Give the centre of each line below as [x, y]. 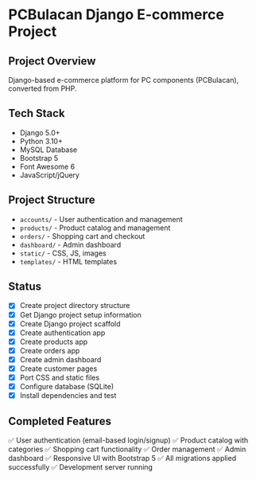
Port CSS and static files [60, 377]
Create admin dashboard [60, 359]
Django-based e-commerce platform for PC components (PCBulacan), [124, 80]
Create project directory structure [75, 306]
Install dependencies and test [68, 396]
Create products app [54, 341]
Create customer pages [58, 369]
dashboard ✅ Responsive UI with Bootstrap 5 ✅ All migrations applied [122, 458]
